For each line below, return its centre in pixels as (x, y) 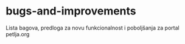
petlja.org (18, 34)
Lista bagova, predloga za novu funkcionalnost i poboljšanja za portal (93, 28)
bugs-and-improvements (71, 11)
